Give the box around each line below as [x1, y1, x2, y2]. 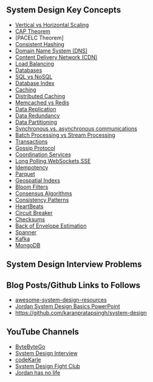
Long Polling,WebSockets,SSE [15, 157, 91, 164]
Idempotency [15, 164, 49, 171]
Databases [15, 67, 42, 74]
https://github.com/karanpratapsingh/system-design [15, 309, 147, 317]
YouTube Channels [6, 326, 80, 337]
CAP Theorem [15, 27, 50, 35]
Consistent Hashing [15, 40, 65, 48]
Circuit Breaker [15, 209, 53, 216]
